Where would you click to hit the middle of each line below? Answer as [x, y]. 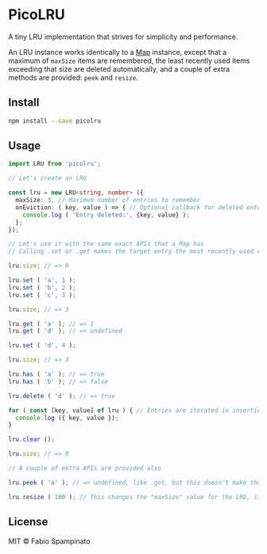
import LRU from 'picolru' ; [55, 164]
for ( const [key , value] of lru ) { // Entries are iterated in [118, 410]
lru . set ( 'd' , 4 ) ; [43, 345]
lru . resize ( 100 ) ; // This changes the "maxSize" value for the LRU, [129, 497]
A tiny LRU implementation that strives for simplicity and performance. [123, 37]
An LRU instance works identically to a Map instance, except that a [118, 52]
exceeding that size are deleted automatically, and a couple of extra [119, 68]
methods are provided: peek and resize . [74, 77]
